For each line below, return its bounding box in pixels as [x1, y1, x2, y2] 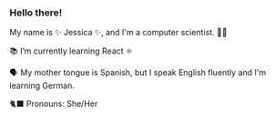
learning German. [9, 80, 76, 92]
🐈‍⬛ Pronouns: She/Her [9, 98, 98, 110]
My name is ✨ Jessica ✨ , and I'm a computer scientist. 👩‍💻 [9, 27, 228, 38]
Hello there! [9, 6, 63, 19]
